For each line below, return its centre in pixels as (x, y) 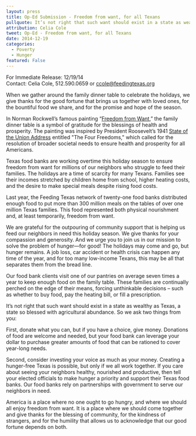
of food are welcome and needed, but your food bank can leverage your (93, 336)
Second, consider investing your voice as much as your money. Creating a (95, 359)
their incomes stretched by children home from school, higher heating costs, (98, 180)
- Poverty (23, 50)
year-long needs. (27, 348)
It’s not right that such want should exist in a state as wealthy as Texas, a (93, 305)
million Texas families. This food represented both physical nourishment (92, 210)
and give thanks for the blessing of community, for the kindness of (86, 414)
